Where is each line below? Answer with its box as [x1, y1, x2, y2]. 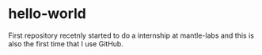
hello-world [8, 5, 87, 23]
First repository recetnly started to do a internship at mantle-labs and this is [8, 31, 255, 40]
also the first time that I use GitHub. [8, 38, 124, 48]
